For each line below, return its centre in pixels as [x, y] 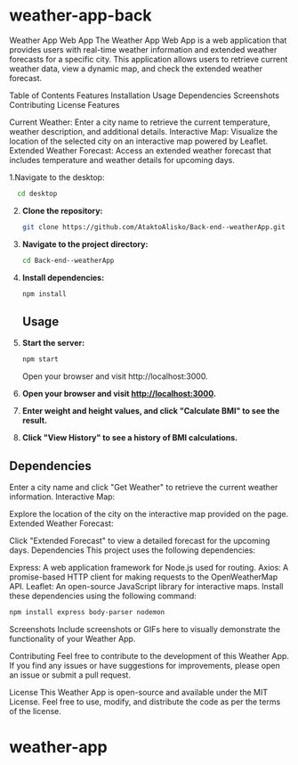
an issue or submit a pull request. [70, 675]
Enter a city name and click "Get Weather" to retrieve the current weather [144, 487]
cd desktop [37, 193]
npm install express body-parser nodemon [87, 612]
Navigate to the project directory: [85, 244]
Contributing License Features [64, 104]
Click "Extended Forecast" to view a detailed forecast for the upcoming [140, 540]
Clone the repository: [62, 210]
